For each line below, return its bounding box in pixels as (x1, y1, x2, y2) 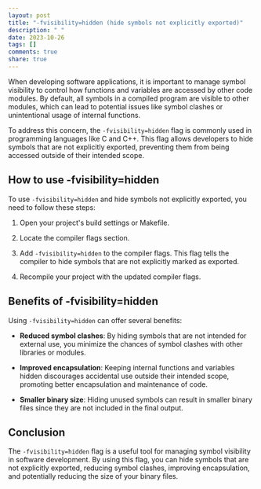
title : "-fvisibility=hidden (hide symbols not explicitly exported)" (8, 19, 244, 27)
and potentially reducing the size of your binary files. (8, 472, 179, 481)
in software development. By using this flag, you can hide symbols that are (8, 455, 249, 465)
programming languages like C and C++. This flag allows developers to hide (8, 134, 253, 143)
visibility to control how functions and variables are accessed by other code (8, 85, 253, 94)
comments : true (8, 48, 58, 56)
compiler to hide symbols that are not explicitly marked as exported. (19, 256, 239, 266)
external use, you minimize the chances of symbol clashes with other (19, 339, 243, 348)
